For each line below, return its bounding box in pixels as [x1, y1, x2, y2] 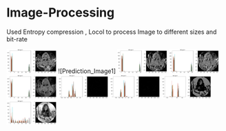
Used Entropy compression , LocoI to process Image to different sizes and [6, 28, 217, 36]
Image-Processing [6, 5, 115, 21]
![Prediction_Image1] [57, 67, 116, 75]
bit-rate [6, 34, 28, 43]
